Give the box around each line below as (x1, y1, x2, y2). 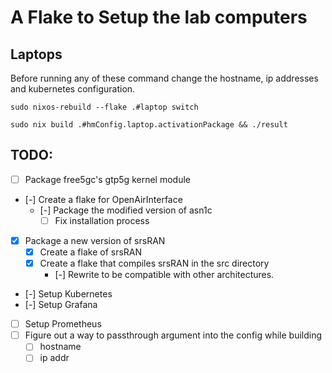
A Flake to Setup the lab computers (10, 6, 308, 29)
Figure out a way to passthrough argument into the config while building (24, 329, 323, 341)
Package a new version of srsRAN (24, 234, 166, 246)
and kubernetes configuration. (10, 83, 136, 95)
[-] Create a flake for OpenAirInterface (24, 193, 183, 205)
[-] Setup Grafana (24, 299, 98, 311)
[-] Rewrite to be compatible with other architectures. (54, 269, 275, 281)
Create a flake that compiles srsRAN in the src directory (39, 257, 270, 270)
